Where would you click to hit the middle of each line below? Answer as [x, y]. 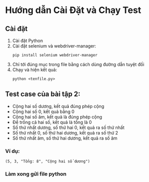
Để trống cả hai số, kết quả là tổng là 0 [52, 122]
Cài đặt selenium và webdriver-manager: [54, 46]
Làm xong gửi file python [36, 174]
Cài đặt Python [28, 40]
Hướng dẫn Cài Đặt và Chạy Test [73, 10]
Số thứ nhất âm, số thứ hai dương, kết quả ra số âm [65, 138]
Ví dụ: [12, 151]
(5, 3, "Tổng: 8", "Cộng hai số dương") [48, 161]
